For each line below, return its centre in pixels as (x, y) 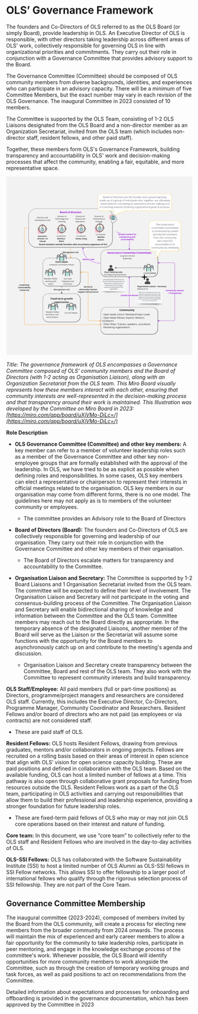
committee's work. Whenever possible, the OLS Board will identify (87, 955)
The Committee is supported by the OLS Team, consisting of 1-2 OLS (90, 118)
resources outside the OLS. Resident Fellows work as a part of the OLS (92, 787)
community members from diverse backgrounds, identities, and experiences (99, 82)
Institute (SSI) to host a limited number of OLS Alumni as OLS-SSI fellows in (98, 866)
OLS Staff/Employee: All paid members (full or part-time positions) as (91, 689)
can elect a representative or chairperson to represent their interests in (101, 482)
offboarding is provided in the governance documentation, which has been (97, 999)
